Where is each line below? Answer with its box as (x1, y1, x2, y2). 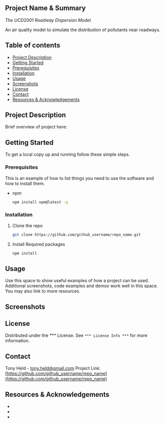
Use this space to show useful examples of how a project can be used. (5, 278, 149, 284)
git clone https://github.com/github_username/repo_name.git (12, 232, 141, 237)
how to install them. (5, 181, 45, 186)
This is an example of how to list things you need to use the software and (5, 175, 154, 181)
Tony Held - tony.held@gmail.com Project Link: (5, 365, 101, 371)
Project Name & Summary (5, 4, 86, 12)
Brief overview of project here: (5, 124, 68, 130)
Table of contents (5, 41, 60, 50)
